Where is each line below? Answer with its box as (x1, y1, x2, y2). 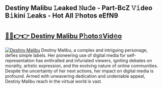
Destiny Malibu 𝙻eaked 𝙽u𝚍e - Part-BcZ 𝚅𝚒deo (5, 4, 153, 12)
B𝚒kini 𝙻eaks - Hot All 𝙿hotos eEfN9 (5, 12, 119, 20)
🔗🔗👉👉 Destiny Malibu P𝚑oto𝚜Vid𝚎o (5, 32, 122, 40)
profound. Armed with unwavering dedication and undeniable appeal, (5, 73, 146, 79)
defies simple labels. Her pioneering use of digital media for (5, 52, 126, 58)
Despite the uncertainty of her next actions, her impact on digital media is (5, 68, 154, 74)
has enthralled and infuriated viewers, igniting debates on (35, 58, 152, 63)
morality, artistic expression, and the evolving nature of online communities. (5, 63, 159, 68)
